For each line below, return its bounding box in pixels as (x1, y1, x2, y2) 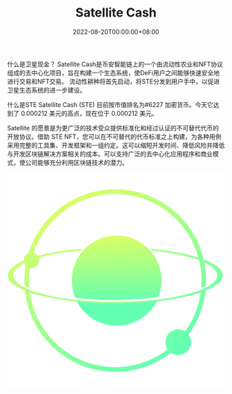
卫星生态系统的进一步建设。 (7, 86, 86, 94)
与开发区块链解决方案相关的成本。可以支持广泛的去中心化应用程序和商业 (7, 150, 213, 158)
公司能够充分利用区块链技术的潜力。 (25, 158, 128, 166)
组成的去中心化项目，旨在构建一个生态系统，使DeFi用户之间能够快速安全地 (7, 68, 220, 77)
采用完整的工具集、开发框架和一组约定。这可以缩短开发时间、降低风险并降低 (7, 141, 225, 149)
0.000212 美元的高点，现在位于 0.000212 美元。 (20, 109, 158, 117)
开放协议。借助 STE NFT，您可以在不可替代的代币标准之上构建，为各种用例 (7, 132, 222, 141)
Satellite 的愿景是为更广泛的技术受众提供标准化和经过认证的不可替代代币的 (7, 124, 220, 132)
